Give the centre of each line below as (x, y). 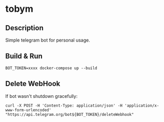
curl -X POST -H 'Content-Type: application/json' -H (64, 106)
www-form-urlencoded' (28, 110)
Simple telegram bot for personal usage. (48, 40)
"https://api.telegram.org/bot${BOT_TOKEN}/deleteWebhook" (70, 114)
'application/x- (142, 106)
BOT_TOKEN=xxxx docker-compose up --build (51, 68)
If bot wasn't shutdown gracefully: (42, 96)
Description (24, 28)
